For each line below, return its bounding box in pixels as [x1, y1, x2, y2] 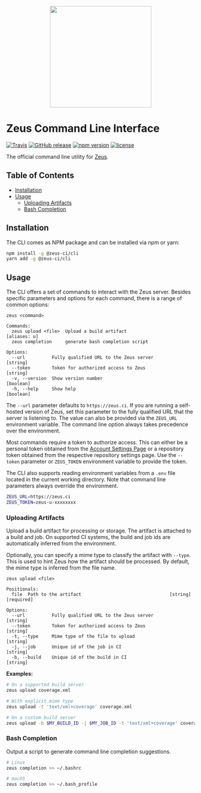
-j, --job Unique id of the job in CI [11, 644, 121, 650]
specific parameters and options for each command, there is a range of [6, 295, 182, 302]
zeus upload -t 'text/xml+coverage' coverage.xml [6, 704, 133, 710]
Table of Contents [6, 171, 75, 181]
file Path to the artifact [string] [11, 592, 191, 598]
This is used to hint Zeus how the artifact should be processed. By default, [6, 558, 190, 565]
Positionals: [6, 586, 39, 592]
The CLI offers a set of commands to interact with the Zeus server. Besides [6, 288, 191, 296]
